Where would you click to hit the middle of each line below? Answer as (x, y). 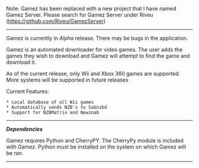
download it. (21, 62)
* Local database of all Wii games (50, 102)
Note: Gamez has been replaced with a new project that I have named (91, 9)
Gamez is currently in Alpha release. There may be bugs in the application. (97, 38)
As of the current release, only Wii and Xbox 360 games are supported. (93, 74)
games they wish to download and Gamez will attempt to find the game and (98, 56)
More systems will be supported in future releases (67, 80)
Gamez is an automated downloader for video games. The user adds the (94, 49)
